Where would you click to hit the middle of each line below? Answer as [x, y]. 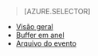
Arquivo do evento [46, 43]
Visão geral [34, 26]
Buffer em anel [40, 35]
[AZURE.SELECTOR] [57, 11]
